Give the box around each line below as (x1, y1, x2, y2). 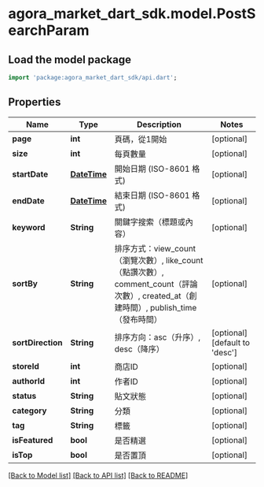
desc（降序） (114, 344, 165, 355)
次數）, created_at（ (114, 290, 190, 301)
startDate (12, 169, 49, 180)
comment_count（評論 (114, 278, 198, 289)
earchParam (8, 21, 90, 39)
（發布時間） (114, 314, 163, 325)
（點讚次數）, (114, 266, 164, 277)
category (12, 405, 47, 416)
